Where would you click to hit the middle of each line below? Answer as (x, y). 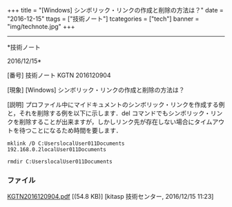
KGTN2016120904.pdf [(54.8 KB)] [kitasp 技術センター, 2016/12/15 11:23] (110, 197)
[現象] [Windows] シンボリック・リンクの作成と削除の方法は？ (96, 90)
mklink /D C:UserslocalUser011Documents (66, 144)
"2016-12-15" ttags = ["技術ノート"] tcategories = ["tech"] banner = (103, 19)
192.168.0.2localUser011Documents (57, 150)
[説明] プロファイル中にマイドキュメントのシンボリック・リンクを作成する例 (116, 105)
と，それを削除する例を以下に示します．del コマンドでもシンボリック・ (109, 113)
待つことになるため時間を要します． (70, 130)
